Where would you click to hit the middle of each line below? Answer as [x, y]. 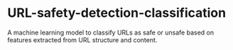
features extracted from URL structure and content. [82, 39]
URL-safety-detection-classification [116, 13]
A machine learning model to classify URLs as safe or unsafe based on [111, 32]
